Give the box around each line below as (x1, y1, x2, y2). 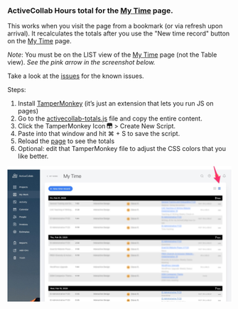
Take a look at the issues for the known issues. (7, 72, 144, 80)
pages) (17, 107, 39, 116)
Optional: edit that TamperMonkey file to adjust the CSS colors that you (17, 145, 226, 153)
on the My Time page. (7, 37, 72, 45)
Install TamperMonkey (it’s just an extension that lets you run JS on (17, 99, 214, 108)
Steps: (7, 86, 26, 94)
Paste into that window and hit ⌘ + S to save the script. (17, 130, 180, 138)
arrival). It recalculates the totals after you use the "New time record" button (7, 29, 230, 38)
